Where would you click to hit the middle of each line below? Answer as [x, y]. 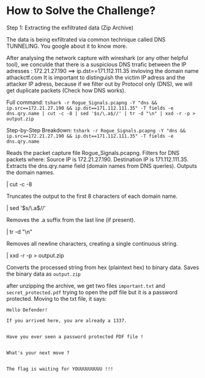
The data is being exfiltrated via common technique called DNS [86, 39]
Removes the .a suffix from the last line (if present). [71, 220]
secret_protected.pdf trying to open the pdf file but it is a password [92, 292]
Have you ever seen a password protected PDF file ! [75, 337]
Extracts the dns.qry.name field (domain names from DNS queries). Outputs [102, 165]
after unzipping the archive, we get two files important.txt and [86, 285]
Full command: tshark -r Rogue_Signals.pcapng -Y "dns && [82, 102]
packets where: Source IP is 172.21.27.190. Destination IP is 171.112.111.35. [97, 159]
